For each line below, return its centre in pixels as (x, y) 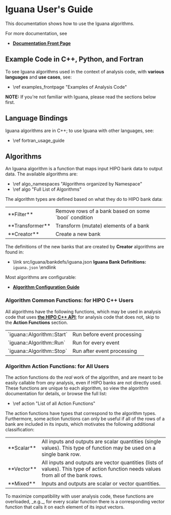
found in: (15, 252)
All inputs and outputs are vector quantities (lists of (102, 462)
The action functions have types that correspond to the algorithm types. (81, 413)
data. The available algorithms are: (41, 174)
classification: (20, 429)
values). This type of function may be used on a (98, 448)
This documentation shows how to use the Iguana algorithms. (70, 23)
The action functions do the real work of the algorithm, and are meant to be (84, 377)
